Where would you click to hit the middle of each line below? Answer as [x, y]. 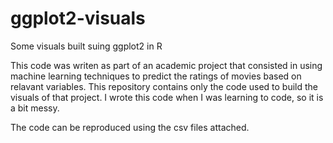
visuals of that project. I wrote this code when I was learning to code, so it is [167, 97]
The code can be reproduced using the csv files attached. [130, 127]
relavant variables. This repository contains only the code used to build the [164, 86]
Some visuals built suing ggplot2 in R [86, 46]
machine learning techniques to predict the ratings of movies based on [156, 76]
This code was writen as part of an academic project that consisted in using [166, 65]
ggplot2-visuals [78, 18]
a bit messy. [35, 108]
